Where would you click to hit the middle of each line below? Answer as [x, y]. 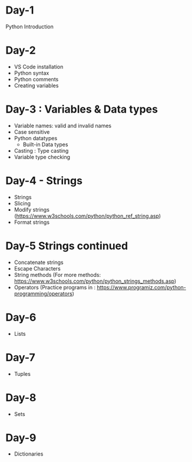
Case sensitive [32, 132]
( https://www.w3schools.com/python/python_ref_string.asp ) [87, 216]
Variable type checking [42, 157]
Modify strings [32, 209]
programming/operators [43, 293]
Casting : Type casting [41, 150]
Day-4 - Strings [44, 181]
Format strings [32, 222]
